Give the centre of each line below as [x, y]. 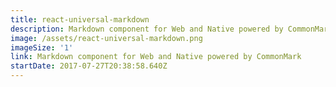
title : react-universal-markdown [80, 19]
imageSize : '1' [42, 47]
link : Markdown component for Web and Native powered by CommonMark [156, 57]
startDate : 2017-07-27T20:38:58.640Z [89, 66]
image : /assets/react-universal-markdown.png [106, 38]
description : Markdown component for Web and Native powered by [147, 29]
